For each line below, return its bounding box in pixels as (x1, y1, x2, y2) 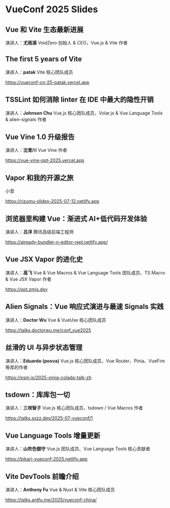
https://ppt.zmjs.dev (5, 286, 48, 292)
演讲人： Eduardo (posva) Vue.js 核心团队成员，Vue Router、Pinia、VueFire (5, 358, 165, 364)
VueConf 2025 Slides (5, 4, 98, 15)
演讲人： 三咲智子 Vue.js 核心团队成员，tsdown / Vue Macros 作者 (5, 405, 143, 411)
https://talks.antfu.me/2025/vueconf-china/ (5, 497, 97, 503)
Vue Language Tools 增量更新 (5, 431, 101, 440)
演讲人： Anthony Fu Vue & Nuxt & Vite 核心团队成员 (5, 487, 115, 493)
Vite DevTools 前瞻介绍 (5, 472, 79, 481)
